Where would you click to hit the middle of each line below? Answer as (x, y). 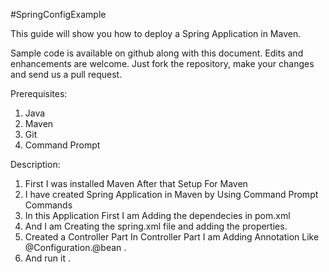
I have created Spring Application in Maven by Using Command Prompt (171, 194)
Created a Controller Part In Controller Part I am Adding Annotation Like (172, 237)
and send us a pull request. (66, 74)
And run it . (47, 258)
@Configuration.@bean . (75, 247)
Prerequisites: (39, 93)
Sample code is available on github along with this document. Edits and (157, 53)
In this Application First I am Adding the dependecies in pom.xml (157, 215)
